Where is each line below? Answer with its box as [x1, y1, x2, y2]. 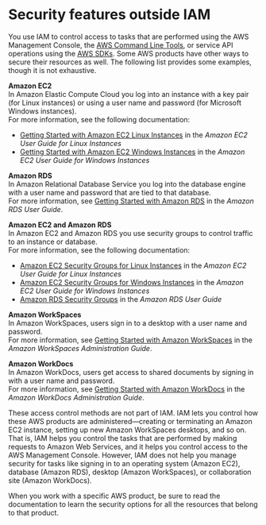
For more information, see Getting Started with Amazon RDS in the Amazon [8, 196, 254, 206]
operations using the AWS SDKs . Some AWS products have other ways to [8, 48, 249, 58]
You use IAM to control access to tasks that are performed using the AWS [8, 32, 249, 41]
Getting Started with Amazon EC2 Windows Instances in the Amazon [19, 147, 245, 156]
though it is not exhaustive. [8, 65, 97, 75]
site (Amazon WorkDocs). [8, 475, 93, 485]
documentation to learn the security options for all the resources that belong [8, 499, 258, 509]
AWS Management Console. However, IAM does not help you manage [8, 450, 237, 460]
